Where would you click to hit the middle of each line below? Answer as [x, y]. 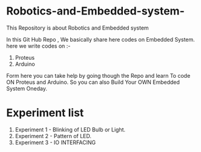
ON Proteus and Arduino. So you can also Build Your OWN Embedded [93, 82]
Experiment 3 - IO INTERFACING [55, 142]
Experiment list [45, 113]
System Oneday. [27, 88]
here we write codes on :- [38, 46]
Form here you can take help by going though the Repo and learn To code [98, 75]
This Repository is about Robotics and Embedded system [78, 28]
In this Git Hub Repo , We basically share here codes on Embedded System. [100, 39]
